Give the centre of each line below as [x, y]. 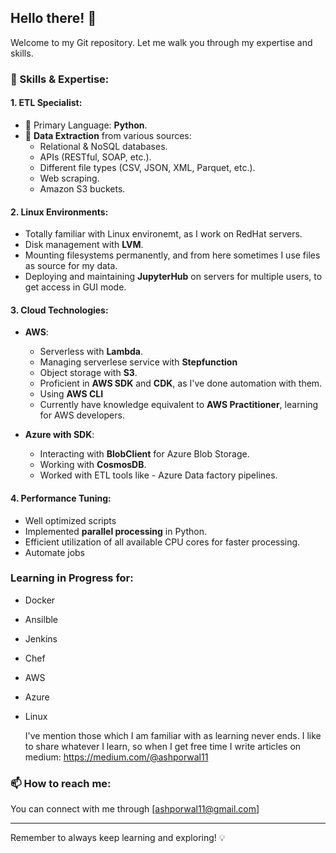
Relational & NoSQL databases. [103, 146]
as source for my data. [71, 266]
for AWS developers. [82, 415]
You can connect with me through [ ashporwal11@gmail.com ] [135, 809]
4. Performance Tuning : [61, 498]
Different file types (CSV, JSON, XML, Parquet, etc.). [147, 167]
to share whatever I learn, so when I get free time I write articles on [163, 746]
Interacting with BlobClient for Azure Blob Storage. [144, 454]
